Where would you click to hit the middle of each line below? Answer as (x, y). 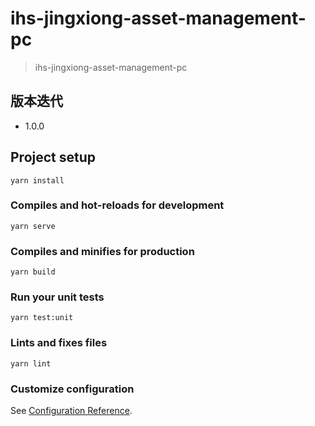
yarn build (33, 272)
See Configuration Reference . (71, 411)
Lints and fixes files (59, 343)
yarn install (37, 180)
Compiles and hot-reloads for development (117, 205)
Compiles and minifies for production (102, 251)
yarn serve (33, 226)
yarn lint (31, 363)
